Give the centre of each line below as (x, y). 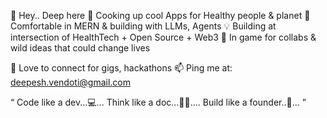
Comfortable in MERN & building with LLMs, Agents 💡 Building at (143, 26)
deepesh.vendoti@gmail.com (71, 82)
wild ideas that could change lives (80, 48)
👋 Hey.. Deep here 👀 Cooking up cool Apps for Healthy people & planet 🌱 (160, 15)
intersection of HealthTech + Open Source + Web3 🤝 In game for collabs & (163, 37)
